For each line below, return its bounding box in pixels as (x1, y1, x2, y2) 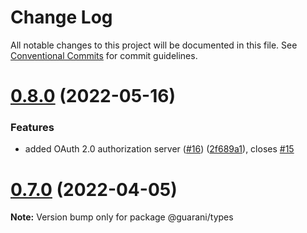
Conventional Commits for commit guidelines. (10, 49, 198, 61)
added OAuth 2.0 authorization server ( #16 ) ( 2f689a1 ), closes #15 (24, 143, 295, 155)
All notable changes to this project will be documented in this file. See (10, 39, 298, 51)
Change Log (10, 6, 113, 29)
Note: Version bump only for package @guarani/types (10, 211, 234, 223)
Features (10, 121, 55, 135)
